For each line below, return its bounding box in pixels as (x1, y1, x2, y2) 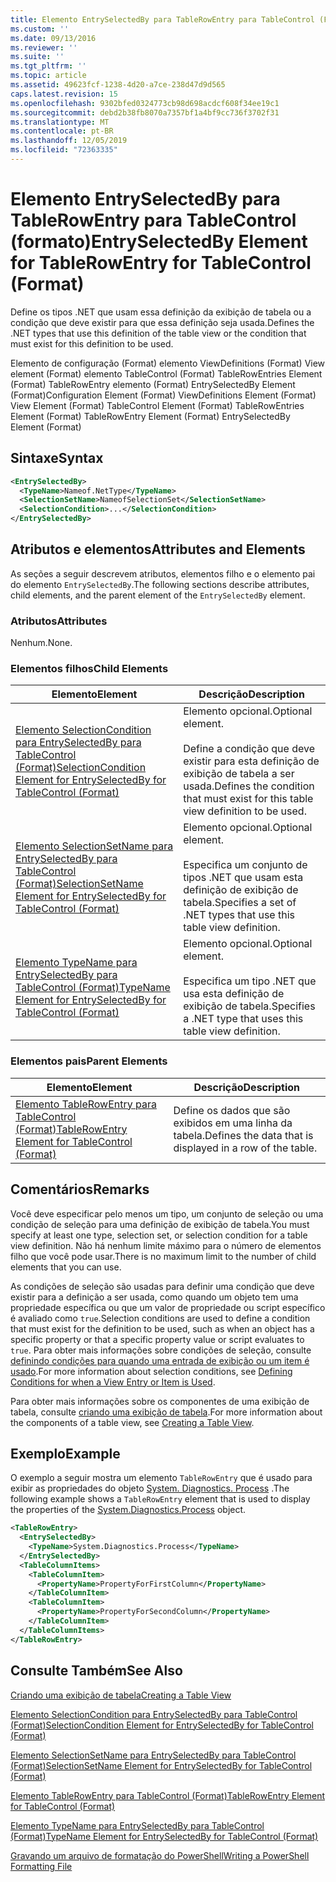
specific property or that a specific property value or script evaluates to (10, 1333, 305, 1345)
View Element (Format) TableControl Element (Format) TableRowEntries (10, 399, 305, 411)
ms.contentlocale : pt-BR (10, 126, 114, 136)
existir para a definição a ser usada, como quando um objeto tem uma (10, 1291, 299, 1303)
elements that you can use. (10, 1261, 122, 1273)
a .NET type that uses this (183, 1012, 304, 1026)
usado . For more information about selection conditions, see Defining (10, 1365, 293, 1377)
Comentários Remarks (10, 1181, 150, 1198)
